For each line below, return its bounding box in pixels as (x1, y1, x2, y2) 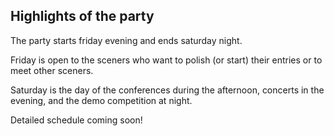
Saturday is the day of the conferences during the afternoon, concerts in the (10, 84, 325, 96)
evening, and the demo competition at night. (10, 94, 193, 106)
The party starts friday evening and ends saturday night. (10, 34, 243, 46)
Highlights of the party (10, 8, 155, 25)
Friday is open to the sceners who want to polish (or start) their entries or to (10, 54, 323, 66)
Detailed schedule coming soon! (10, 114, 143, 126)
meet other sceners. (10, 64, 94, 76)
